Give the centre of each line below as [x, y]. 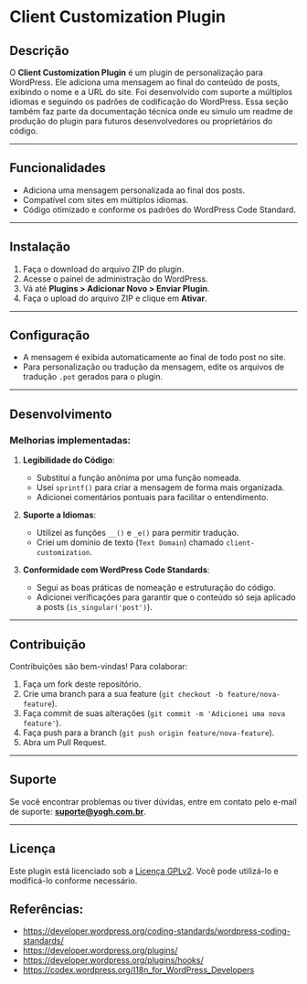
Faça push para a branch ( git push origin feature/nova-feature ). [148, 733]
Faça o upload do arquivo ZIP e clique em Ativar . [115, 298]
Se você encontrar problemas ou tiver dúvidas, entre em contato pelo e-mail [153, 801]
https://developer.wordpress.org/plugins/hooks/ [113, 960]
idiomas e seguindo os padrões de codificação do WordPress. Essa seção [149, 102]
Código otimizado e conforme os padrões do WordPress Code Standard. [159, 209]
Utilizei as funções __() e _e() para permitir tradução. [138, 533]
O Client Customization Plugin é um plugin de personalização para [136, 72]
